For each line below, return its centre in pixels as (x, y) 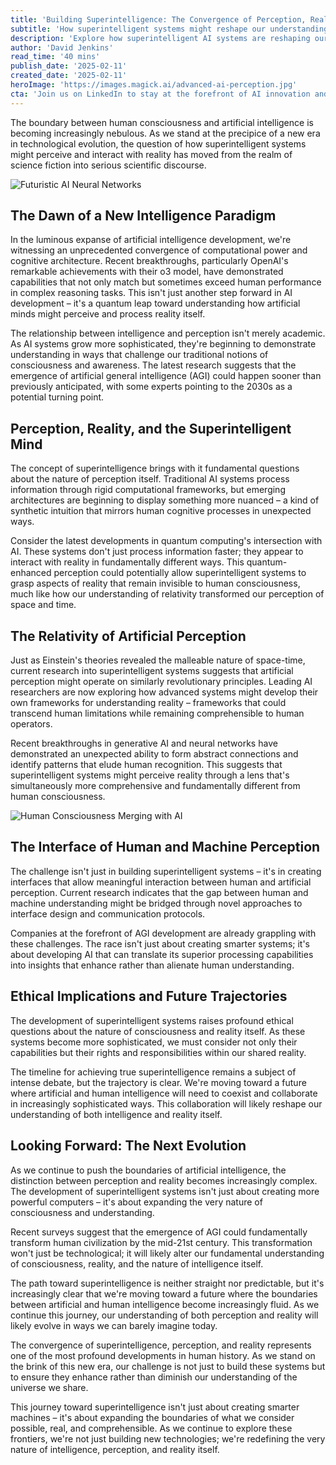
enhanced (31, 573)
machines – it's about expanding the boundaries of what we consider (152, 1417)
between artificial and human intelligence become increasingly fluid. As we (165, 1304)
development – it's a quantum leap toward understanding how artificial (155, 303)
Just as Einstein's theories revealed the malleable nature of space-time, (158, 660)
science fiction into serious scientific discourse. (108, 165)
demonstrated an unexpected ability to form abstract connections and (154, 754)
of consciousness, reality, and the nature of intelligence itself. (137, 1263)
